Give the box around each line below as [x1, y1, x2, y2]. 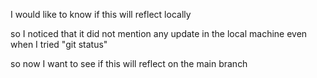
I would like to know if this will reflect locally [10, 9, 192, 20]
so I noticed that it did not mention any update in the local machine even [10, 28, 308, 39]
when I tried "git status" [10, 39, 108, 50]
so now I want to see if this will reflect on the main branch [10, 58, 248, 69]
